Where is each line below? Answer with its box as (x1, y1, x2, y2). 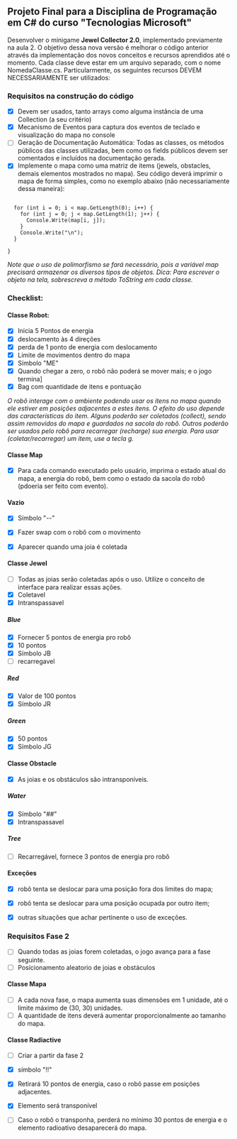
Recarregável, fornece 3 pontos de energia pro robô (17, 852, 170, 861)
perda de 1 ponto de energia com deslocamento (17, 342, 158, 351)
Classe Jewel (7, 559, 47, 567)
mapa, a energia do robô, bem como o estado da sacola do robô (17, 474, 205, 483)
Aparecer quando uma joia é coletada (17, 543, 127, 551)
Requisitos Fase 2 (7, 932, 69, 942)
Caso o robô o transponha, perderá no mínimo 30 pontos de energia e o (17, 1116, 228, 1124)
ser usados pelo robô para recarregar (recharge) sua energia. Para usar (7, 426, 219, 435)
